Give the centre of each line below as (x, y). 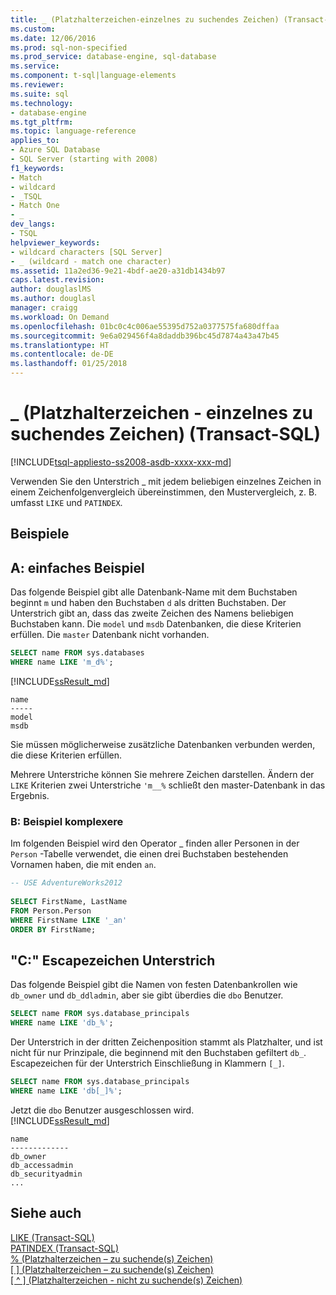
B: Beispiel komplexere (67, 821)
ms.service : (35, 66)
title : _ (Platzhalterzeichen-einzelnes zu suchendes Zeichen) (145, 19)
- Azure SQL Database (55, 150)
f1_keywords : (37, 168)
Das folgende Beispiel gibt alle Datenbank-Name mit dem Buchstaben (154, 592)
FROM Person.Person (51, 911)
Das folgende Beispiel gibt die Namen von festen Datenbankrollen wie (154, 985)
